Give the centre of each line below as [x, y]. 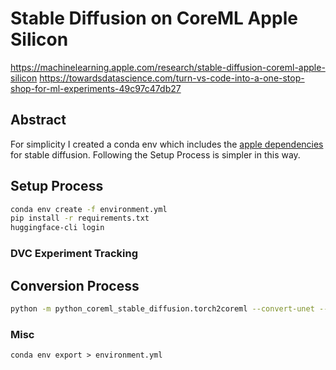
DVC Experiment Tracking [74, 254]
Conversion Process [75, 285]
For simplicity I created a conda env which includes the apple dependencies [167, 144]
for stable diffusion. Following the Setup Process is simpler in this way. [155, 154]
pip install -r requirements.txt [80, 218]
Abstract [38, 120]
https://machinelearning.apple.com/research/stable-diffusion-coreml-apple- [168, 67]
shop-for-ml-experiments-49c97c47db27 [96, 88]
